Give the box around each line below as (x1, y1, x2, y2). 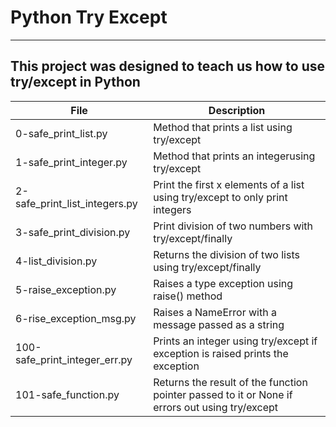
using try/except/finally (153, 260, 262, 274)
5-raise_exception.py (15, 282, 117, 296)
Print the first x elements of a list (153, 177, 305, 191)
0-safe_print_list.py (15, 126, 108, 140)
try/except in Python (10, 74, 141, 91)
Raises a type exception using (153, 276, 294, 290)
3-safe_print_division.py (15, 225, 131, 239)
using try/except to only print (153, 190, 288, 204)
